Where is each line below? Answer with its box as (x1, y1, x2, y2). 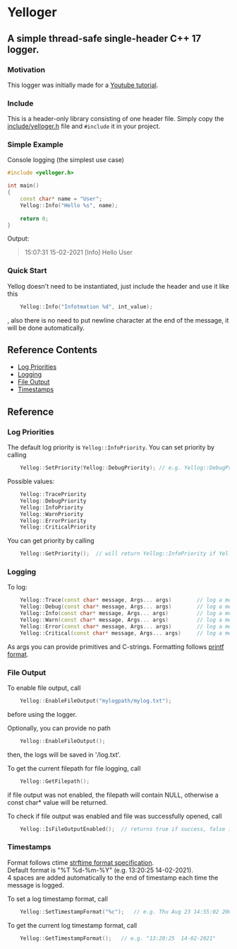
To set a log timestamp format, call (7, 895, 108, 903)
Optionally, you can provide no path (7, 723, 111, 732)
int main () (7, 182, 39, 190)
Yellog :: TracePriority (20, 491, 87, 498)
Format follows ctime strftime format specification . (7, 858, 154, 867)
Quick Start (7, 266, 47, 276)
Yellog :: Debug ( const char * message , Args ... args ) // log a (20, 603, 222, 611)
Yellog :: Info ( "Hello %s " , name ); (20, 202, 119, 209)
